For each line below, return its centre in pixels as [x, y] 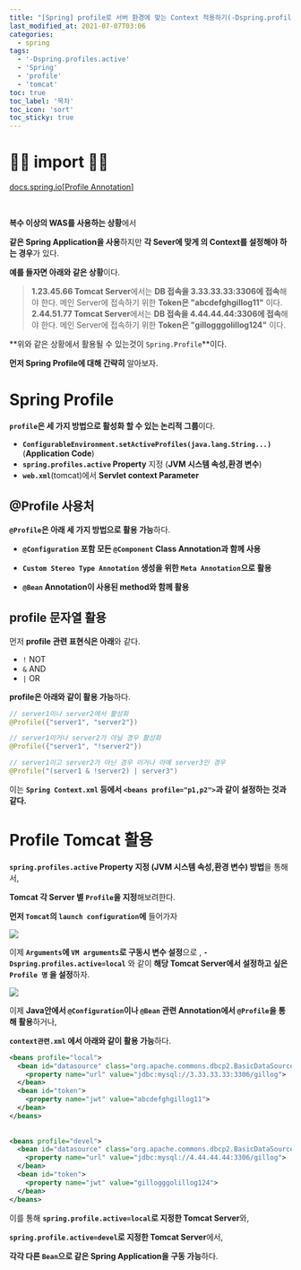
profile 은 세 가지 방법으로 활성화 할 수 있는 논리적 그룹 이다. [112, 426]
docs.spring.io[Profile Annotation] [72, 187]
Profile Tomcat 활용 [82, 841]
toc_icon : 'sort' [42, 109]
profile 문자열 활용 [58, 618]
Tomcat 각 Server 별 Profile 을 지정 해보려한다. [93, 897]
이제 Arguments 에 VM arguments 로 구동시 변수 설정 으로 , [105, 951]
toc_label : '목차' [42, 101]
